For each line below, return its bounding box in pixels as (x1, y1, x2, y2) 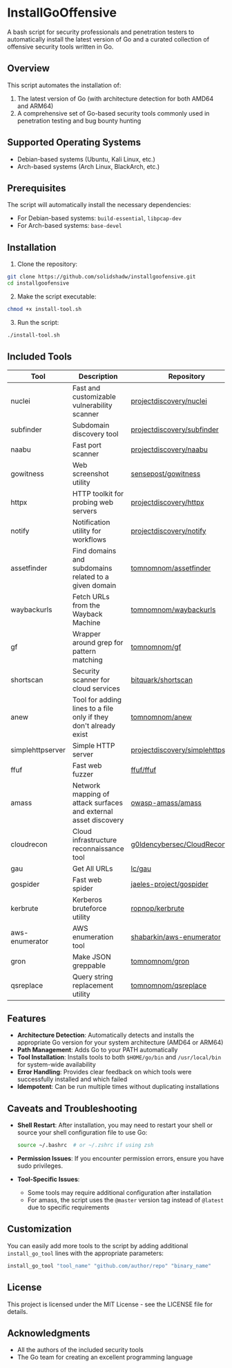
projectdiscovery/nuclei (130, 396, 207, 406)
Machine (72, 618, 101, 628)
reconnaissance (72, 844, 124, 853)
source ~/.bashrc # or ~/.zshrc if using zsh (17, 1142, 154, 1149)
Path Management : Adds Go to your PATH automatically (17, 1046, 178, 1054)
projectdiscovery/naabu (130, 445, 209, 454)
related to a (72, 571, 109, 581)
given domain (72, 580, 117, 590)
